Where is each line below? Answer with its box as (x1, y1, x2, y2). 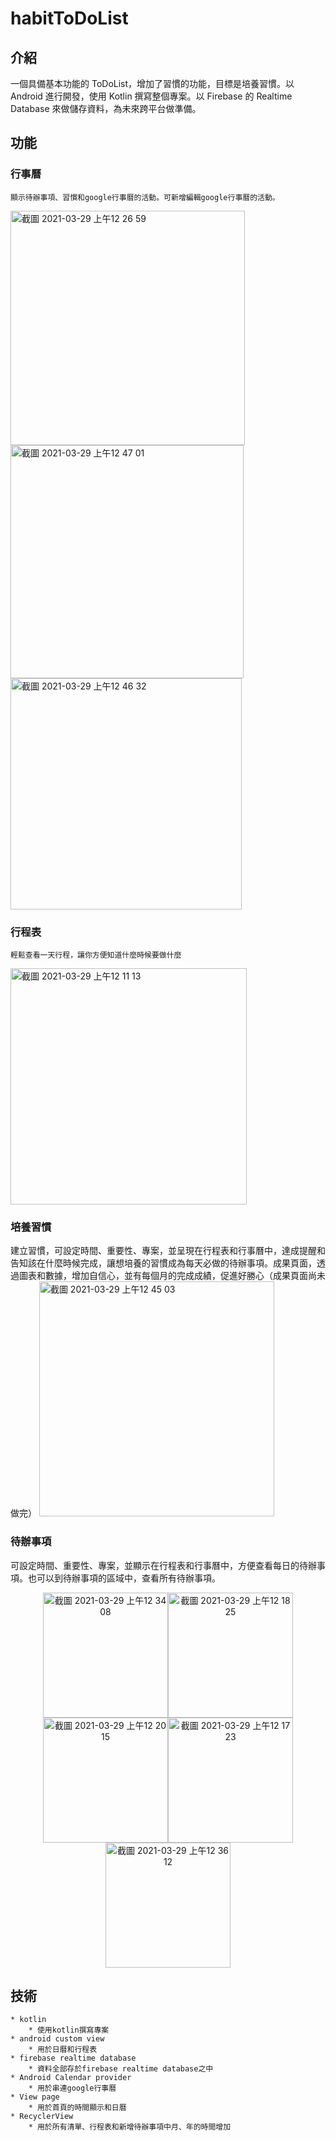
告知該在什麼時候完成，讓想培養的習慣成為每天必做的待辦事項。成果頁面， (10, 1257, 317, 1269)
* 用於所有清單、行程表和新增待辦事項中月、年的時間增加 (28, 2122, 232, 2132)
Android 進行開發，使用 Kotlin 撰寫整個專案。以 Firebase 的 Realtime (10, 90, 293, 102)
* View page (10, 2092, 60, 2102)
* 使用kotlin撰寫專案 (28, 2025, 110, 2036)
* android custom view (10, 2034, 105, 2044)
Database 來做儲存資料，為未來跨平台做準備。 (10, 103, 202, 114)
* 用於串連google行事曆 (28, 2083, 117, 2094)
